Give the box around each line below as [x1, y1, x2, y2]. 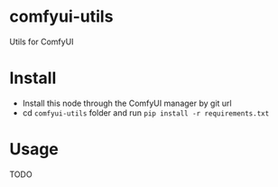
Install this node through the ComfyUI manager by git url [22, 98, 232, 108]
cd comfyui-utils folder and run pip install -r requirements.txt [22, 107, 270, 118]
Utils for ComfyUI [9, 36, 74, 47]
